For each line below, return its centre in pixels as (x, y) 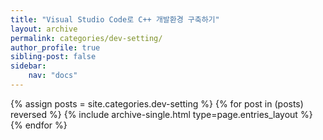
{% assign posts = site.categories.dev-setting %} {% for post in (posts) (157, 103)
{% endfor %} (39, 125)
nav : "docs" (53, 76)
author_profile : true (55, 47)
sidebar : (28, 66)
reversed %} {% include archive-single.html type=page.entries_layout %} (161, 114)
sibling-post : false (53, 57)
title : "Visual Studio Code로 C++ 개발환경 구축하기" (115, 19)
